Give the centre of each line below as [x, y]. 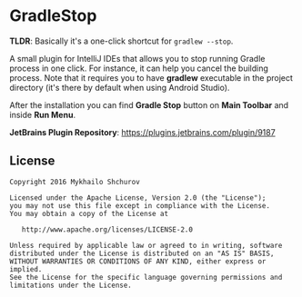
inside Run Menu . [42, 114]
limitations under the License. [70, 285]
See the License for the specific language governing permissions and [146, 277]
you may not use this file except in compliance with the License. [140, 205]
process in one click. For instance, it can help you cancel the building [139, 68]
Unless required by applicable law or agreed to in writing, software [146, 245]
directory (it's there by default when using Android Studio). [120, 87]
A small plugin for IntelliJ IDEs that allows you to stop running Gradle [137, 58]
